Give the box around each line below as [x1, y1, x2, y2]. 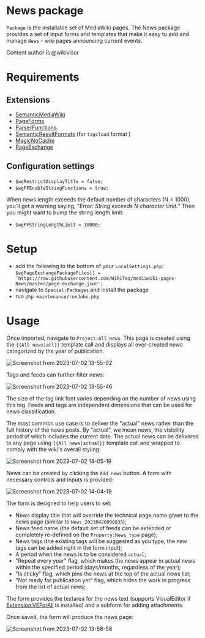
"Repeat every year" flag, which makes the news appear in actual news [15, 557, 196, 564]
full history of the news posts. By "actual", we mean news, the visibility [6, 426, 185, 433]
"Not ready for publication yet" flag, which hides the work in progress [15, 576, 191, 584]
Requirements [6, 70, 80, 84]
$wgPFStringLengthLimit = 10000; [15, 222, 101, 228]
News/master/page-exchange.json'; [15, 280, 103, 287]
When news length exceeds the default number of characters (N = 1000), [6, 195, 191, 203]
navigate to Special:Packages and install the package [15, 286, 149, 293]
